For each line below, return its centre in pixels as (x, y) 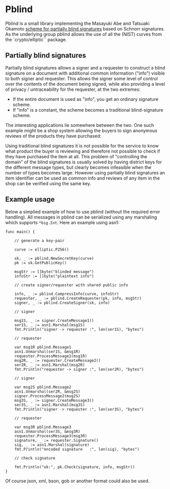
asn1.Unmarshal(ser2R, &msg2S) (47, 392)
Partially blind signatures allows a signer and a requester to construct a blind (85, 67)
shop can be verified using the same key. (48, 183)
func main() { (20, 232)
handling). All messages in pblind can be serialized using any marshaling (81, 217)
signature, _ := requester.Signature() (57, 440)
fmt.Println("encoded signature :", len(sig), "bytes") (77, 449)
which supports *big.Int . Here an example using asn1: (62, 222)
